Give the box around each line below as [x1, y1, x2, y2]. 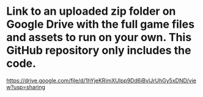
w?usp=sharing [6, 83, 46, 90]
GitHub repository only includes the [6, 44, 191, 58]
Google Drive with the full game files [6, 17, 194, 31]
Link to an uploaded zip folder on [6, 4, 176, 18]
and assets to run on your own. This [6, 31, 192, 44]
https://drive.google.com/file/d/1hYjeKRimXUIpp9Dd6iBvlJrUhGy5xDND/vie [6, 77, 197, 84]
